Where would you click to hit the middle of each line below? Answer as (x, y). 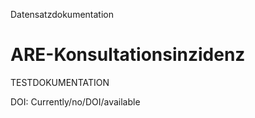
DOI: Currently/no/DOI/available (75, 101)
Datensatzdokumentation (62, 14)
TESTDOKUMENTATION (60, 82)
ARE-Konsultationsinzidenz (128, 55)
